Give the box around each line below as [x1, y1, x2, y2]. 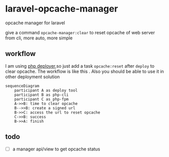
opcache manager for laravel [5, 20, 66, 26]
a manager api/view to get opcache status [12, 146, 100, 152]
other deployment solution [5, 74, 60, 80]
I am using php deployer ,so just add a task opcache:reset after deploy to [5, 63, 155, 69]
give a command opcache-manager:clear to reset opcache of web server [5, 29, 155, 35]
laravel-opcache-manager [5, 3, 119, 15]
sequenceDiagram [5, 83, 39, 88]
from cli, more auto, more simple [5, 35, 73, 41]
